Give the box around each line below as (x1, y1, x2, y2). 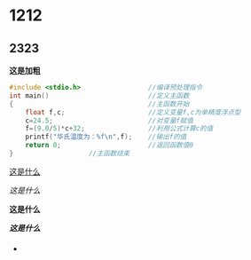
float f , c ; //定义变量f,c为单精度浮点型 (25, 107, 241, 116)
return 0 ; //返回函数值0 (25, 141, 193, 150)
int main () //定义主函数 (9, 91, 190, 100)
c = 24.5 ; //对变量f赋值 (25, 116, 193, 125)
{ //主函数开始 (9, 99, 190, 108)
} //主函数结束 (9, 149, 130, 158)
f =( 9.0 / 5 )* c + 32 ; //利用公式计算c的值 (25, 124, 214, 133)
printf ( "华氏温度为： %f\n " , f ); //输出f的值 (25, 132, 187, 142)
